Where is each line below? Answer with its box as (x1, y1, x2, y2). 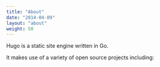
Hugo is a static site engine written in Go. (6, 42, 109, 49)
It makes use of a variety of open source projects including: (6, 54, 155, 61)
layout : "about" (6, 20, 47, 26)
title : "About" (6, 8, 45, 15)
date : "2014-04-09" (6, 14, 56, 21)
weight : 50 (6, 25, 34, 32)
